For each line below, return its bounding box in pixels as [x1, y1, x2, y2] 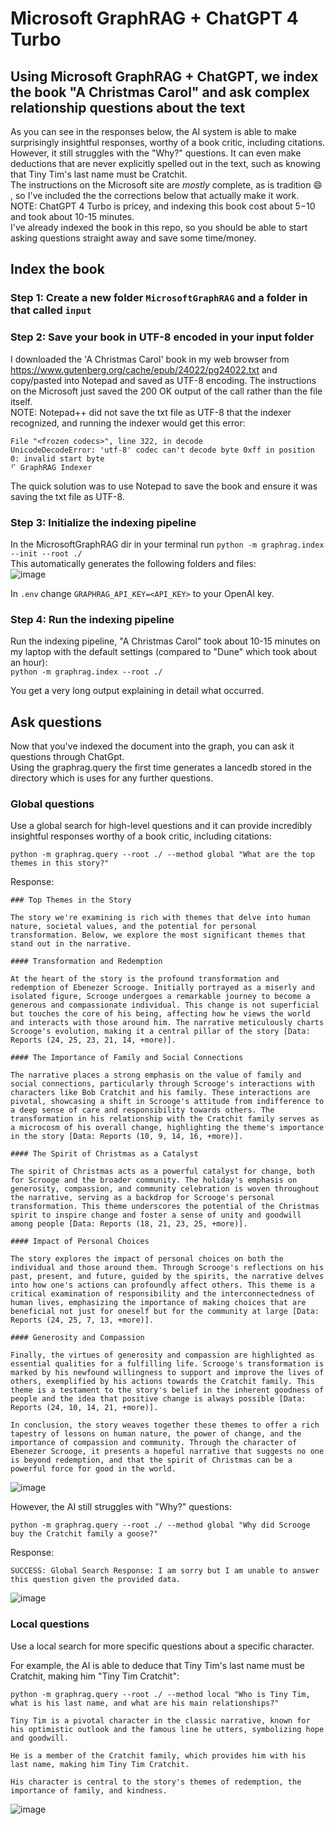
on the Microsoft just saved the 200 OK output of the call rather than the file [10, 385, 323, 397]
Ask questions [10, 713, 103, 731]
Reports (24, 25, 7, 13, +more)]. [10, 1315, 155, 1326]
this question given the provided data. [10, 1575, 182, 1585]
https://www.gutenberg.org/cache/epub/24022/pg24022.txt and [10, 363, 278, 376]
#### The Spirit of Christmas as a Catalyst [10, 1149, 199, 1159]
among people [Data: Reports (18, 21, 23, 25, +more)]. [10, 1219, 248, 1229]
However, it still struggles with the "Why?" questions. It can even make [10, 147, 302, 159]
